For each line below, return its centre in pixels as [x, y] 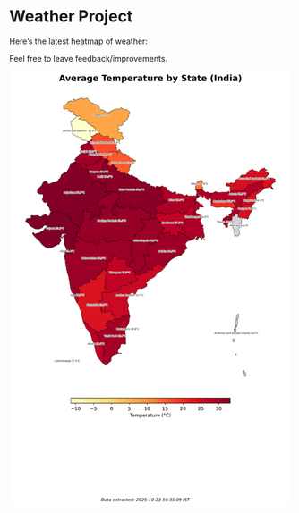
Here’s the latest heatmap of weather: [78, 41]
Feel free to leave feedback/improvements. [89, 58]
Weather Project [71, 17]
